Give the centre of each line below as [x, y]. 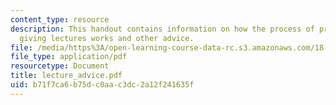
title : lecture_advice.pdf [66, 76]
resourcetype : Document [60, 66]
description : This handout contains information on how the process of [162, 29]
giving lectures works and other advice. [107, 38]
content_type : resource [60, 19]
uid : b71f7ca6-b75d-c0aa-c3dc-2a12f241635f [102, 85]
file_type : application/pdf [69, 57]
